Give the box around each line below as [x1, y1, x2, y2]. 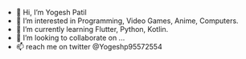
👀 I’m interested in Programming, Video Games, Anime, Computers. [15, 16, 239, 26]
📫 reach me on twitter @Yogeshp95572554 [15, 42, 162, 51]
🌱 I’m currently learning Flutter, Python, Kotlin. [15, 25, 169, 33]
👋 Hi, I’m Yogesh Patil [15, 8, 87, 17]
